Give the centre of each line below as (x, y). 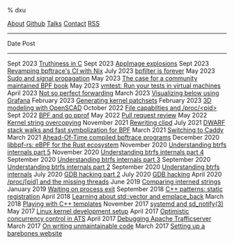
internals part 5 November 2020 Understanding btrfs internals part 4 (106, 152)
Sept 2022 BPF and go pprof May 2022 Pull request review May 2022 (107, 115)
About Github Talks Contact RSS (54, 23)
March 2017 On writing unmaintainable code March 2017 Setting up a (106, 226)
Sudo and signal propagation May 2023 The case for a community (102, 78)
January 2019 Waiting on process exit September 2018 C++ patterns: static (115, 189)
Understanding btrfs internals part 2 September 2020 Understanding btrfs (114, 167)
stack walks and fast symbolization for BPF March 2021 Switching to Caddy (116, 130)
